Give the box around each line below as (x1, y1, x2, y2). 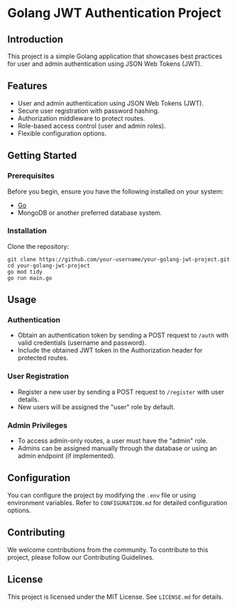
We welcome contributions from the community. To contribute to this (7, 545, 209, 554)
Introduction (7, 33, 64, 45)
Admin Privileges (7, 420, 68, 430)
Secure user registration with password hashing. (17, 106, 160, 115)
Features (7, 80, 48, 92)
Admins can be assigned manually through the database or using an (17, 444, 217, 453)
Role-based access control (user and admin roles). (17, 121, 166, 130)
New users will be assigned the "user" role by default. (17, 402, 175, 411)
